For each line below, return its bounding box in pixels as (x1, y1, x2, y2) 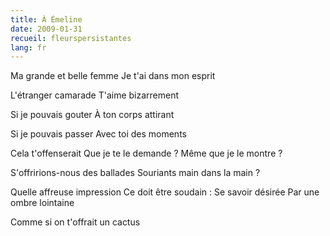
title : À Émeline (10, 14, 83, 25)
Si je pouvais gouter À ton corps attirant (10, 109, 175, 121)
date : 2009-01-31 (10, 24, 83, 34)
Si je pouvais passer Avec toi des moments (10, 128, 187, 140)
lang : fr (10, 42, 47, 53)
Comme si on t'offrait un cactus (10, 216, 141, 228)
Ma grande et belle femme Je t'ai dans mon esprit (10, 70, 216, 82)
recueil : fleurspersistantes (10, 33, 132, 43)
